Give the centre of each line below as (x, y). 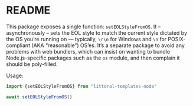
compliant (18, 45)
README (28, 10)
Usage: (15, 75)
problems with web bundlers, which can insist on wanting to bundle (88, 51)
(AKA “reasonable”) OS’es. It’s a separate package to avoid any (108, 45)
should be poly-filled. (32, 64)
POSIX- (177, 39)
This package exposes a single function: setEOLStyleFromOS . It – (84, 26)
